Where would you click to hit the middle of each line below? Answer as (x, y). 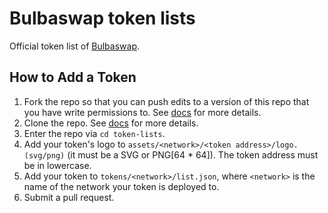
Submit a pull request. (69, 197)
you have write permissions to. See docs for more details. (142, 112)
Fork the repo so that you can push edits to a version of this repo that (166, 101)
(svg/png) (44, 155)
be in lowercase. (57, 165)
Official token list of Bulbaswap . (75, 46)
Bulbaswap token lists (102, 18)
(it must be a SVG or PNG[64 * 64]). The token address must (193, 154)
